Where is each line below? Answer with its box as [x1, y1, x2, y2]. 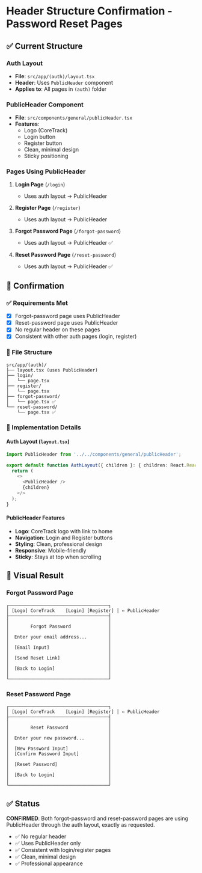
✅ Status [6, 798, 40, 809]
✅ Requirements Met [6, 299, 68, 307]
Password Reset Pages [6, 17, 123, 31]
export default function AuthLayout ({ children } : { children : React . [6, 462, 187, 468]
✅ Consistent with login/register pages [14, 846, 111, 853]
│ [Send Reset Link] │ [6, 655, 112, 661]
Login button [23, 133, 56, 141]
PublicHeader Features [6, 514, 65, 521]
